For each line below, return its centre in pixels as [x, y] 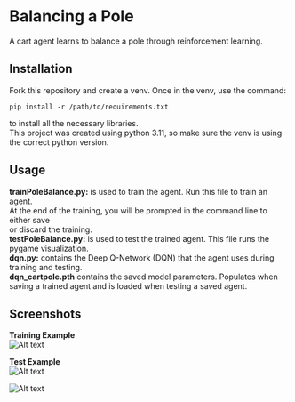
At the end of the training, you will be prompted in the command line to [139, 210]
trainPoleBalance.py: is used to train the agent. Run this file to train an [139, 191]
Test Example [35, 362]
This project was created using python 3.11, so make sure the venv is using [146, 133]
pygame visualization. [49, 248]
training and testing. [46, 267]
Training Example [42, 335]
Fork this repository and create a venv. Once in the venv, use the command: [148, 90]
